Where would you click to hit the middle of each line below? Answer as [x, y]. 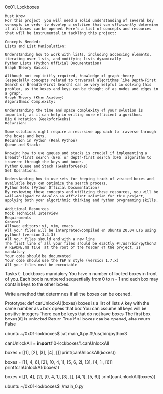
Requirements [18, 218]
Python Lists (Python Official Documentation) [53, 63]
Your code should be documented [38, 256]
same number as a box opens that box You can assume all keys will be [76, 308]
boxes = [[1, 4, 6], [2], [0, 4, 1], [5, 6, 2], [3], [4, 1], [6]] [59, 362]
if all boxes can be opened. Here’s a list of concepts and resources [78, 29]
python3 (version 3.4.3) [30, 235]
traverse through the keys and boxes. [44, 162]
